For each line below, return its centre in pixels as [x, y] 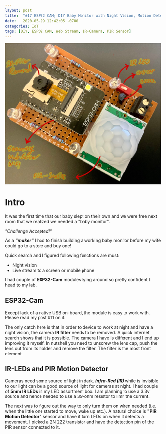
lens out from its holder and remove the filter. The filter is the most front [78, 348]
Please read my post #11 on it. [35, 317]
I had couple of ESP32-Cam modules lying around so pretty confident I [78, 279]
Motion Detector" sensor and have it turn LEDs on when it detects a [75, 417]
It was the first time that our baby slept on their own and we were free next [81, 216]
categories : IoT [22, 26]
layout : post [19, 10]
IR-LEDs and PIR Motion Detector [57, 369]
